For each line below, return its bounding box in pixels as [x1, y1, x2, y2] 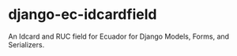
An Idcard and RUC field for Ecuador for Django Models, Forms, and [8, 32, 230, 41]
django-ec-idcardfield [8, 6, 157, 24]
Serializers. [8, 39, 45, 49]
